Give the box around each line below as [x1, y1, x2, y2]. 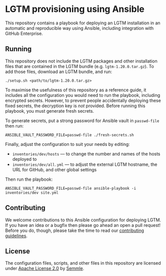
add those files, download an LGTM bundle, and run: [5, 69, 112, 74]
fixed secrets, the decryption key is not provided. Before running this [5, 103, 146, 109]
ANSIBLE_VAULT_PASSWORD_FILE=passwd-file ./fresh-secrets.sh [5, 133, 134, 138]
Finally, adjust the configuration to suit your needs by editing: [5, 141, 130, 147]
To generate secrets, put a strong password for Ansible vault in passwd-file [5, 118, 160, 124]
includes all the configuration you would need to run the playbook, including [5, 92, 161, 98]
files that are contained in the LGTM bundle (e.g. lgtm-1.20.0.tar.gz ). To [5, 63, 155, 69]
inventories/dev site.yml [5, 190, 58, 195]
